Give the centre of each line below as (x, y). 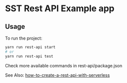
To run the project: (24, 38)
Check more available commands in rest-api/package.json (64, 65)
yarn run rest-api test (29, 56)
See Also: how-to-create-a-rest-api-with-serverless (57, 75)
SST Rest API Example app (60, 9)
